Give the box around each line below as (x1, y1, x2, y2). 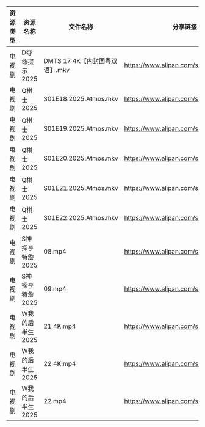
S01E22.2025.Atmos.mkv (43, 214, 119, 222)
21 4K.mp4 (43, 322, 76, 330)
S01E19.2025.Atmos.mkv (43, 125, 119, 133)
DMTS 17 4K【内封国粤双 (43, 57, 118, 65)
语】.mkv (43, 66, 70, 74)
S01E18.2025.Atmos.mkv (43, 95, 119, 103)
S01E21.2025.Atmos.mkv (43, 184, 119, 192)
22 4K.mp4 (43, 360, 76, 368)
